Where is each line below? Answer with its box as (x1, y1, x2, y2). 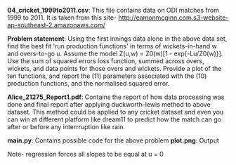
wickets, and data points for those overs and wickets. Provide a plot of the (7, 65, 222, 72)
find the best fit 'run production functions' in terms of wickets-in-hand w (7, 42, 218, 50)
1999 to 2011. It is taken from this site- (7, 13, 117, 22)
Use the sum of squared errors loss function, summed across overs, (7, 57, 205, 65)
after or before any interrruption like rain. (7, 123, 125, 131)
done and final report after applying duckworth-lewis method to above (7, 100, 211, 108)
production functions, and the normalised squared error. (7, 79, 170, 87)
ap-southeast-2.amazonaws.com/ (7, 21, 105, 29)
